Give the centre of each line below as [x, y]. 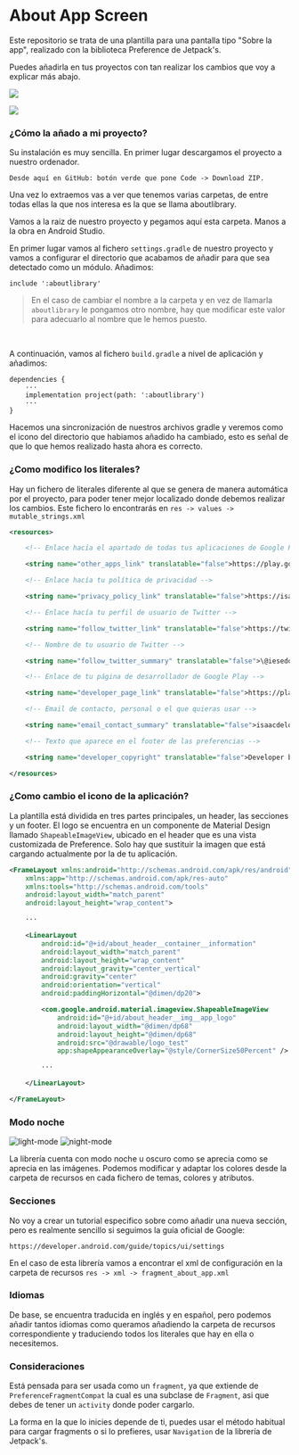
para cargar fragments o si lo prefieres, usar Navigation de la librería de [141, 1432]
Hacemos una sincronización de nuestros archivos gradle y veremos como [146, 427]
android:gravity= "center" [89, 977]
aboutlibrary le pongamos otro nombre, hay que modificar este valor [158, 310]
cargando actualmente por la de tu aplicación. [93, 854]
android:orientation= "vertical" [101, 985]
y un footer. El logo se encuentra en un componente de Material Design [140, 825]
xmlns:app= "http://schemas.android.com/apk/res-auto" [127, 878]
